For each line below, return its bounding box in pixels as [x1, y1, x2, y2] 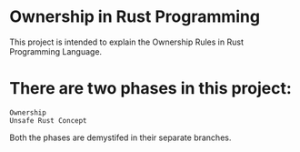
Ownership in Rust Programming [9, 6, 261, 27]
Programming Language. [9, 46, 103, 56]
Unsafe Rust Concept [9, 116, 88, 125]
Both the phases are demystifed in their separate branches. [9, 132, 232, 143]
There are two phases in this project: [9, 78, 293, 99]
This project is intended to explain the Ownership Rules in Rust [9, 36, 244, 47]
